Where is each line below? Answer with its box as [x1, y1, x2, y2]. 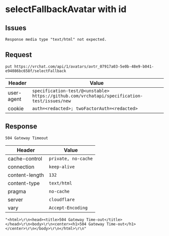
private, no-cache [48, 155, 93, 161]
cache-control [8, 155, 43, 162]
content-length [8, 171, 44, 179]
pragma [8, 188, 26, 195]
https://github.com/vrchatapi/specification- [32, 93, 143, 99]
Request [5, 50, 32, 59]
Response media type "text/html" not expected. [5, 37, 107, 42]
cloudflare [48, 197, 75, 202]
